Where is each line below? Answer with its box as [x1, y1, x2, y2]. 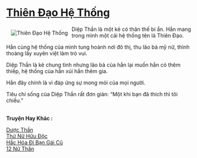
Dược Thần [6, 126, 34, 133]
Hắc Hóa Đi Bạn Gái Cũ [6, 138, 63, 146]
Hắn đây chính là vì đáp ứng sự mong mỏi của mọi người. [6, 79, 146, 86]
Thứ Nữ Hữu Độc [6, 132, 48, 140]
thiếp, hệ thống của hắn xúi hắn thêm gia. [6, 67, 108, 74]
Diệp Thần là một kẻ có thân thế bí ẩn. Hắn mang [71, 26, 192, 33]
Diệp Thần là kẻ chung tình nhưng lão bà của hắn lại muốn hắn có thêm [6, 61, 181, 68]
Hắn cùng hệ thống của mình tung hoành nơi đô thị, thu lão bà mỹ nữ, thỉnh [6, 43, 190, 50]
